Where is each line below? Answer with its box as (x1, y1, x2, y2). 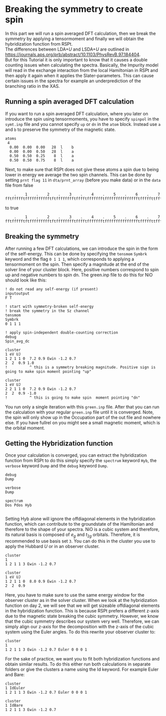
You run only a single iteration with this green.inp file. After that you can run (5, 404, 160, 410)
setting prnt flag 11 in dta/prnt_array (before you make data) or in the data (5, 177, 161, 183)
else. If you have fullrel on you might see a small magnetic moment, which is (5, 419, 161, 425)
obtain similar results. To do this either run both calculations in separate (5, 661, 151, 667)
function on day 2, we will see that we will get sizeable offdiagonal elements (5, 602, 160, 608)
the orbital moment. (5, 425, 45, 431)
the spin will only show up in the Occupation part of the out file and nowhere (5, 414, 161, 420)
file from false (5, 182, 34, 188)
